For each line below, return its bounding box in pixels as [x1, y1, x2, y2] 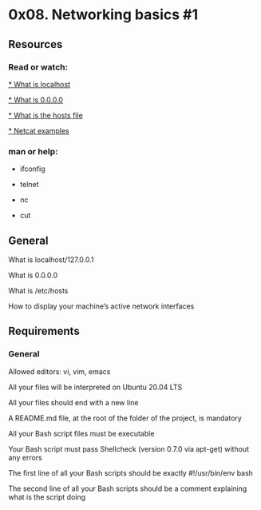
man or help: [8, 145, 58, 157]
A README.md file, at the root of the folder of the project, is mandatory [8, 413, 242, 423]
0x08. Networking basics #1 [8, 6, 199, 24]
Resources [8, 38, 63, 51]
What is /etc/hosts [8, 285, 69, 295]
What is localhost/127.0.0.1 [8, 254, 94, 265]
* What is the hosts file [8, 110, 84, 120]
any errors [8, 452, 42, 462]
